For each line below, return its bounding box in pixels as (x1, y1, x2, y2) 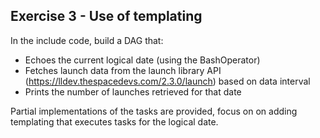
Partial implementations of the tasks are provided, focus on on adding (10, 105, 298, 117)
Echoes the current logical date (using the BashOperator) (24, 54, 261, 66)
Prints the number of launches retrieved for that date (24, 85, 242, 98)
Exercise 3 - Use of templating (10, 8, 203, 25)
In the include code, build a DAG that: (10, 34, 164, 46)
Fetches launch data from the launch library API (24, 64, 222, 76)
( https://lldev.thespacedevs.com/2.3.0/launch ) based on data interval (24, 75, 311, 87)
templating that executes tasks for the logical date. (10, 115, 219, 128)
